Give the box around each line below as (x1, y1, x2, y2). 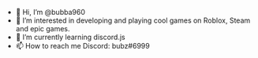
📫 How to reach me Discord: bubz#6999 (15, 42, 150, 50)
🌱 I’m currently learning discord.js (15, 32, 125, 42)
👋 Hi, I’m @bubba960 (15, 8, 85, 16)
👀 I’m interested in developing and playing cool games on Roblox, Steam (15, 16, 251, 25)
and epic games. (15, 24, 70, 33)
